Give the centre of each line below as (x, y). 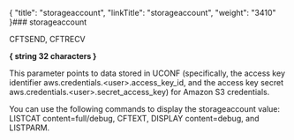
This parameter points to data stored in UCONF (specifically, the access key (147, 73)
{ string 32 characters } (53, 56)
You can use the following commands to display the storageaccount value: (145, 109)
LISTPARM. (30, 128)
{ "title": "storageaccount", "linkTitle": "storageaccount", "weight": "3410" (143, 13)
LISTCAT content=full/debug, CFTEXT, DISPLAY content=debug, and (134, 118)
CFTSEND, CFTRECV (47, 39)
